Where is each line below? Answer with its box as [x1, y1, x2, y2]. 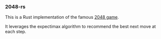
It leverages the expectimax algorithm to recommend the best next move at [5, 24, 156, 29]
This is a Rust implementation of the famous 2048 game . [5, 14, 119, 20]
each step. [5, 29, 26, 35]
